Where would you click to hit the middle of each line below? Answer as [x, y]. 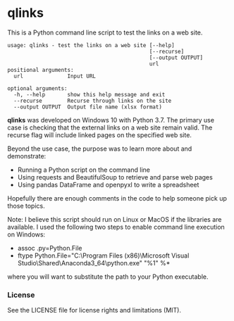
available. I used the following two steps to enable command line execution [116, 227]
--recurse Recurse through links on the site [93, 101]
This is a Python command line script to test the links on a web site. [105, 32]
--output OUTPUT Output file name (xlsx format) [88, 107]
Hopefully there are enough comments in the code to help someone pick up [117, 198]
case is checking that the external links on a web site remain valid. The [110, 127]
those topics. [26, 206]
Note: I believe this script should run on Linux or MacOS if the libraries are [115, 219]
